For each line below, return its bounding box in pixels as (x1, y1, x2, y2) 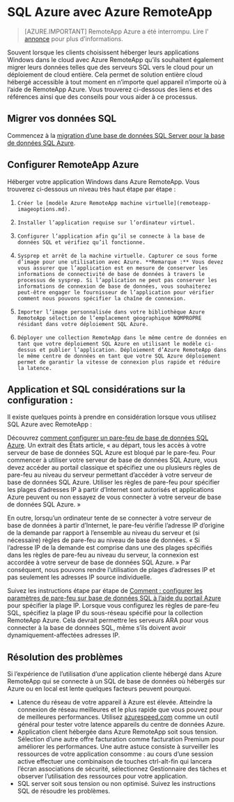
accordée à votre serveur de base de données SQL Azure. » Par (7, 558, 192, 566)
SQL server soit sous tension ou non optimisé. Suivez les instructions (17, 780, 216, 788)
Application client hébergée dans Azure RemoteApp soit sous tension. (17, 727, 218, 736)
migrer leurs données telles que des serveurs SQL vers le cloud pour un (7, 63, 214, 71)
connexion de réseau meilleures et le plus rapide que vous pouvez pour (17, 705, 223, 714)
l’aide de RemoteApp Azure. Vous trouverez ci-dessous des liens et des (7, 85, 212, 93)
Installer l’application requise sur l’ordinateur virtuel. (17, 219, 196, 226)
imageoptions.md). (17, 206, 71, 213)
